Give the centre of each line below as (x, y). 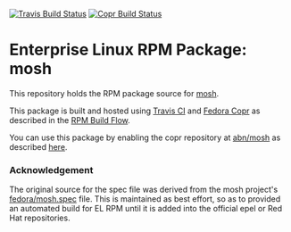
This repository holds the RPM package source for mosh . (114, 93)
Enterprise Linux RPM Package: (128, 50)
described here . (38, 146)
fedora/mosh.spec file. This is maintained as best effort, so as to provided (145, 199)
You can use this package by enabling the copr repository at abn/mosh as (145, 137)
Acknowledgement (51, 170)
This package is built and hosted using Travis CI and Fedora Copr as (135, 111)
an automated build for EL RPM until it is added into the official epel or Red (146, 209)
